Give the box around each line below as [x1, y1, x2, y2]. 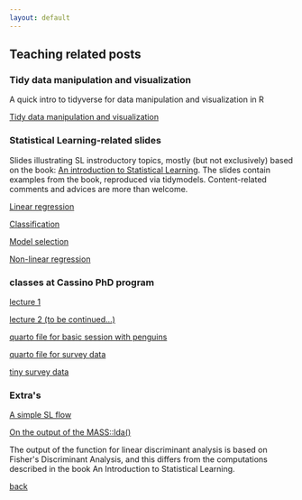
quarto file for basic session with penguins [9, 331, 168, 342]
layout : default [9, 13, 70, 23]
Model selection [9, 236, 69, 246]
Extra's [9, 389, 41, 402]
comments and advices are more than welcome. [9, 183, 188, 194]
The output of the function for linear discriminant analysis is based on [9, 444, 268, 456]
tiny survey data [9, 366, 69, 377]
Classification [9, 218, 60, 229]
